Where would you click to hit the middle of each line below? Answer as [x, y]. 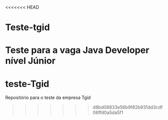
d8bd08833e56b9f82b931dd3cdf [128, 107]
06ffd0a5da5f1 [108, 112]
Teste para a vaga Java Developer [77, 50]
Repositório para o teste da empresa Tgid [48, 97]
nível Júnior [30, 61]
